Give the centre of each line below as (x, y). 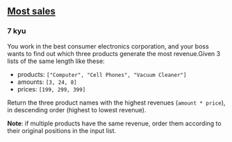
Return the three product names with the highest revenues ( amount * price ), (116, 103)
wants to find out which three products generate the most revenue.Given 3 (114, 53)
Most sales (31, 11)
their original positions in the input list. (62, 130)
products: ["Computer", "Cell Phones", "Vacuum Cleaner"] (102, 74)
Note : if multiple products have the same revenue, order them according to (114, 123)
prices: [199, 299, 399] (51, 89)
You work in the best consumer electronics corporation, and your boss (108, 46)
